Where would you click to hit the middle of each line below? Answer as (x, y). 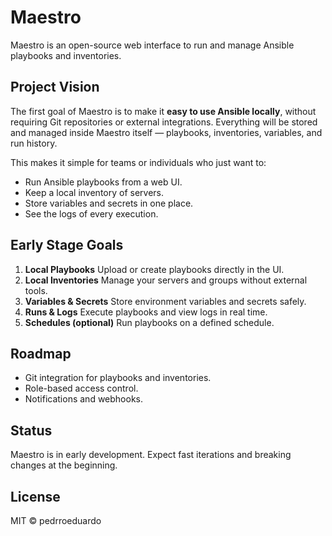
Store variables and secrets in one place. (109, 203)
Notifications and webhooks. (83, 399)
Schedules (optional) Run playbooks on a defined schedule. (149, 322)
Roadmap (41, 353)
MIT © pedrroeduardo (56, 520)
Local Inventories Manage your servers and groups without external (166, 280)
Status (31, 430)
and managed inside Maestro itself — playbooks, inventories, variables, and (166, 132)
